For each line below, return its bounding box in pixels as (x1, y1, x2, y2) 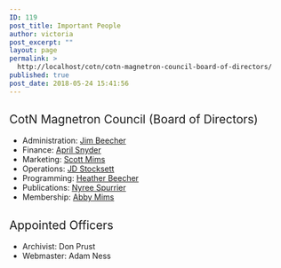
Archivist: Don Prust (21, 241, 96, 252)
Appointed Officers (9, 217, 114, 233)
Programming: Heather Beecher (21, 173, 140, 184)
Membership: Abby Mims (21, 192, 115, 202)
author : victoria (9, 29, 74, 38)
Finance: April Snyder (21, 145, 102, 155)
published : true (9, 71, 69, 80)
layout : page (9, 46, 58, 55)
